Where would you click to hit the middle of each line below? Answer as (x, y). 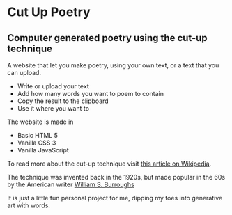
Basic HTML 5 (37, 135)
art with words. (29, 205)
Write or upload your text (53, 86)
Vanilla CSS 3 (37, 143)
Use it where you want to (53, 108)
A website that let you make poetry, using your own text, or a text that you (113, 65)
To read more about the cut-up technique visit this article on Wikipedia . (109, 164)
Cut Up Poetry (49, 12)
